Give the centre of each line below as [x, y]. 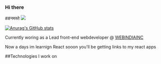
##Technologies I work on [31, 56]
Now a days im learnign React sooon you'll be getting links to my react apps [80, 47]
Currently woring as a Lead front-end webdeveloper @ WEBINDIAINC [74, 37]
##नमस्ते [12, 18]
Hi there [15, 7]
